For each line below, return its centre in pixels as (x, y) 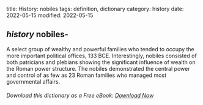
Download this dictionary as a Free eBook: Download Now (80, 96)
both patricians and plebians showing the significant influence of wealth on (101, 62)
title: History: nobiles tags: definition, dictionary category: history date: (95, 9)
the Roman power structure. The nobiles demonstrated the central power (98, 68)
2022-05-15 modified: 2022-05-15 (50, 15)
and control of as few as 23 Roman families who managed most (87, 75)
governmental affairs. (33, 81)
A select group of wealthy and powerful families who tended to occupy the (100, 49)
